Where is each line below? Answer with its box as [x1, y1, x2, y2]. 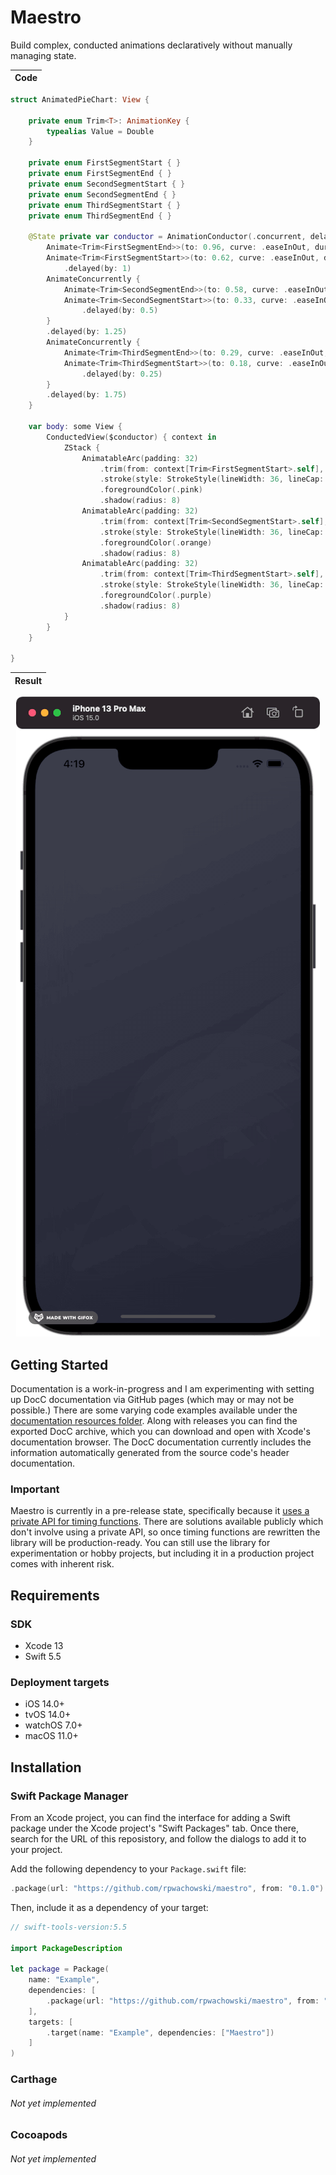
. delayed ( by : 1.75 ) [46, 390, 128, 400]
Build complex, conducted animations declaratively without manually [10, 39, 293, 51]
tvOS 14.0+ [24, 1709, 72, 1721]
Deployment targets [10, 1675, 110, 1689]
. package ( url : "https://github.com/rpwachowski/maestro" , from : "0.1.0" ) [10, 1883, 325, 1893]
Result [14, 674, 43, 686]
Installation [10, 1759, 82, 1776]
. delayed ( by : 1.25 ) [46, 327, 128, 337]
